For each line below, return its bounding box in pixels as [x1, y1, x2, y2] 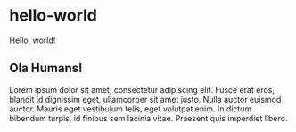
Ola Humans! [9, 61, 83, 76]
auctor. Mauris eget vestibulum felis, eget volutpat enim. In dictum [9, 103, 252, 114]
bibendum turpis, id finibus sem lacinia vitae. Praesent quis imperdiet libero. [9, 112, 288, 123]
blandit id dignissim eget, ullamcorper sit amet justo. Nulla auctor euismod [9, 94, 282, 104]
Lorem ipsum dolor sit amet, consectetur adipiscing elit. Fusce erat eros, [9, 84, 275, 95]
